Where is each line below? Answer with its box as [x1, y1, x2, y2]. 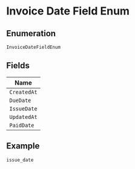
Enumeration [6, 28, 56, 39]
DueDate [9, 97, 31, 104]
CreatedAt [9, 89, 38, 95]
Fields [6, 60, 30, 71]
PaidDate [9, 122, 35, 129]
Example [6, 141, 40, 151]
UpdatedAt [9, 113, 38, 120]
